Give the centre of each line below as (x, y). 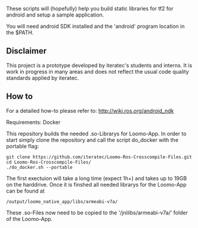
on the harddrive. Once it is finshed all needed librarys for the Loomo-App (96, 184)
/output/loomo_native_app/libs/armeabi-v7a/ (62, 201)
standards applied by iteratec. (42, 78)
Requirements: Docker (33, 122)
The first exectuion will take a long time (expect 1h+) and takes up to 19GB (97, 178)
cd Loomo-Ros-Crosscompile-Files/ (49, 162)
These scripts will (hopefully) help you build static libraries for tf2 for (90, 9)
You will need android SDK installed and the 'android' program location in (95, 26)
